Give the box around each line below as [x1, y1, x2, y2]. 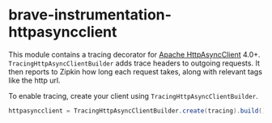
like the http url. [8, 75, 61, 85]
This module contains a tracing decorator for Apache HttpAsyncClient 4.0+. [8, 49, 261, 59]
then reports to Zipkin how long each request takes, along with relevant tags [8, 66, 263, 76]
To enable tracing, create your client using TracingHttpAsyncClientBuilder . [8, 91, 259, 100]
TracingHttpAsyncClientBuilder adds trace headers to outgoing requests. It [8, 58, 261, 68]
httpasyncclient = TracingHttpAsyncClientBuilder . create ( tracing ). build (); [8, 107, 270, 115]
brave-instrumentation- [8, 6, 172, 24]
